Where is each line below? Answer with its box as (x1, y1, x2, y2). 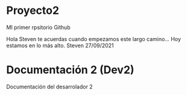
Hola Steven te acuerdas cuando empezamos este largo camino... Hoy (6, 35, 181, 42)
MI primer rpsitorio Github (6, 24, 71, 31)
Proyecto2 (6, 4, 59, 18)
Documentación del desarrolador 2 (6, 83, 93, 90)
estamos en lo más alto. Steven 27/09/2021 (6, 42, 114, 49)
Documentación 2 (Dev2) (6, 63, 135, 77)
